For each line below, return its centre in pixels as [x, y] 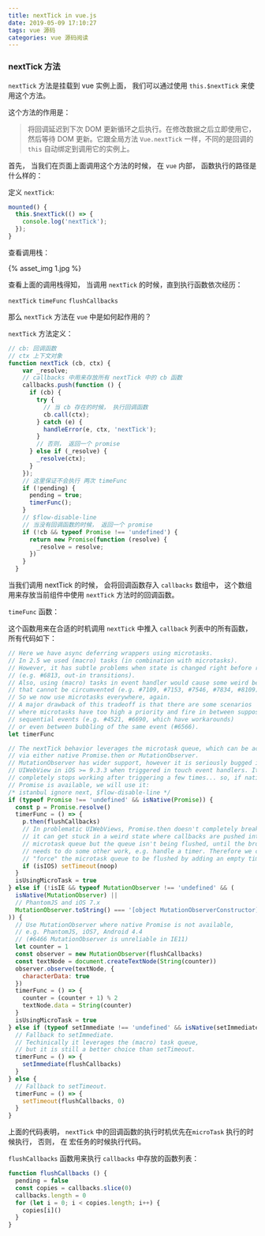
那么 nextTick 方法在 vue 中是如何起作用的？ [80, 316]
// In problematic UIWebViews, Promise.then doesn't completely [130, 829]
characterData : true [56, 976]
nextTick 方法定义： [41, 333]
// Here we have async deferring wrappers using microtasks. [111, 654]
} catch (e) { [60, 422]
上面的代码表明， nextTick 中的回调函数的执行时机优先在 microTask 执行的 [127, 1132]
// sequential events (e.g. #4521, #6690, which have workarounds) [121, 719]
